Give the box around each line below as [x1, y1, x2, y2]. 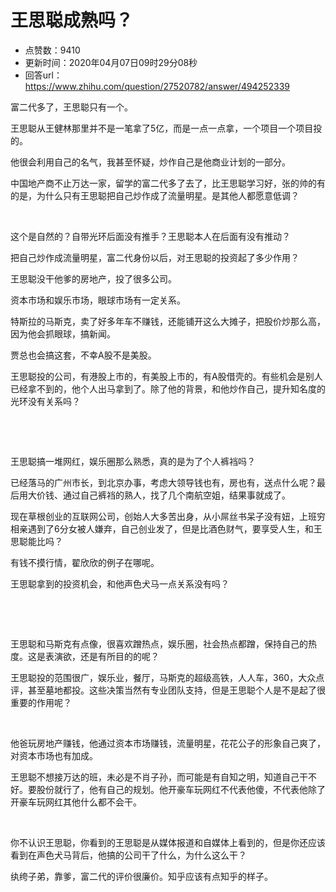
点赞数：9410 [24, 44, 81, 56]
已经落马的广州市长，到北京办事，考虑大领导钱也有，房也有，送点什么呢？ [10, 476, 317, 488]
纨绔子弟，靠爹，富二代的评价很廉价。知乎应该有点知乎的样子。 [10, 870, 273, 882]
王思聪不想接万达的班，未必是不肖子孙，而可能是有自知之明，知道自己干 [10, 771, 308, 783]
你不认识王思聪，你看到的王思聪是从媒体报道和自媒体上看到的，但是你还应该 [10, 836, 326, 848]
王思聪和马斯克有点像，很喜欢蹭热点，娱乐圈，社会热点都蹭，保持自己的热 [10, 637, 317, 650]
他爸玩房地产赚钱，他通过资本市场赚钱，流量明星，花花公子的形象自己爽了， [10, 737, 326, 749]
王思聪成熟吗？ [10, 9, 134, 32]
